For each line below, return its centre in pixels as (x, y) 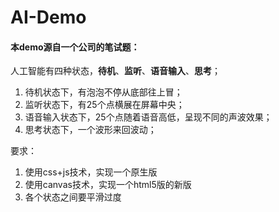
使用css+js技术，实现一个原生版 (91, 172)
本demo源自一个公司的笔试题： (75, 47)
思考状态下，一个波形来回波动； (90, 130)
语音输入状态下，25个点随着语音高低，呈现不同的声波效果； (148, 117)
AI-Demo (48, 17)
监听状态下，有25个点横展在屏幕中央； (104, 105)
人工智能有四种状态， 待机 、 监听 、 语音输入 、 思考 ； (115, 71)
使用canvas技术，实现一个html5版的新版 (108, 185)
